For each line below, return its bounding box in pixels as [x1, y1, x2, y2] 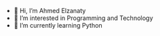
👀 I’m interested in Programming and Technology [13, 14, 154, 22]
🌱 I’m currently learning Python [13, 21, 103, 29]
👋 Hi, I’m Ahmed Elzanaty [13, 7, 87, 15]
